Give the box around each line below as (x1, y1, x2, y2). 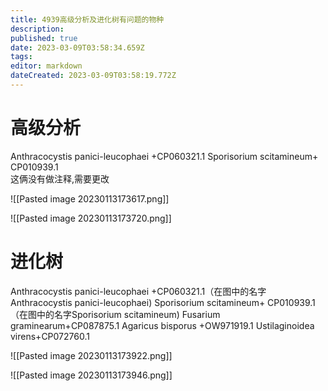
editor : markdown (10, 61, 83, 71)
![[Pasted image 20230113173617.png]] (10, 192, 170, 205)
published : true (10, 33, 78, 43)
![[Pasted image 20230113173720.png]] (10, 212, 172, 224)
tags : (10, 52, 33, 62)
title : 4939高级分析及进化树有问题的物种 (10, 14, 165, 25)
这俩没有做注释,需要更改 (10, 172, 110, 185)
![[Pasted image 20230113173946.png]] (10, 369, 173, 381)
